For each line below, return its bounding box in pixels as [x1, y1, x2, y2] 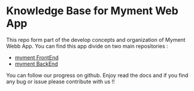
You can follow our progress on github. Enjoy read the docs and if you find [6, 71, 189, 79]
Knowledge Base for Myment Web [6, 4, 179, 18]
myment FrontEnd [14, 54, 59, 61]
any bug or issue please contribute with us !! [6, 78, 115, 85]
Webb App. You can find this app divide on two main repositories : [6, 43, 168, 50]
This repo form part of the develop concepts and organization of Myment [6, 36, 186, 43]
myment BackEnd [14, 60, 58, 67]
